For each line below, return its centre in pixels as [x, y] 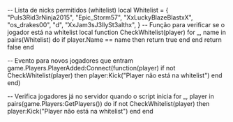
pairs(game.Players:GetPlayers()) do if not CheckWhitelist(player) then [108, 104]
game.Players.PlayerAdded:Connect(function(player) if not [91, 68]
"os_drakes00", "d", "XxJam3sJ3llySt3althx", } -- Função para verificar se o [116, 25]
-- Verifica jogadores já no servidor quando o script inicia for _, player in [111, 96]
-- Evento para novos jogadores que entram [70, 61]
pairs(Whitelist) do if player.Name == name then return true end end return [114, 40]
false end [21, 47]
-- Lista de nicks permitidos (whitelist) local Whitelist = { [88, 10]
